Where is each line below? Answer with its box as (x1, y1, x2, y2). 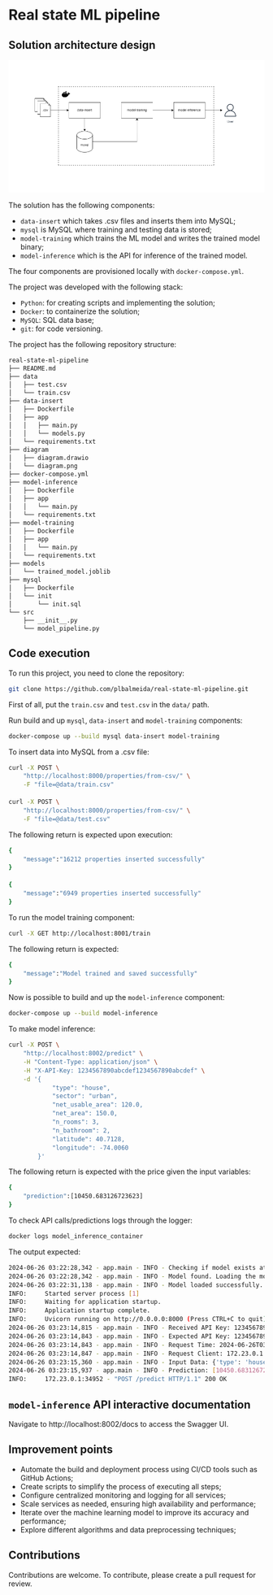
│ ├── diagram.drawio (8, 454, 89, 462)
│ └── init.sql (8, 600, 82, 608)
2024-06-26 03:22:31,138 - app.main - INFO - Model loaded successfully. (8, 1280, 264, 1289)
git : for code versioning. (19, 324, 103, 333)
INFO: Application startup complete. (8, 1306, 151, 1315)
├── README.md (8, 364, 57, 372)
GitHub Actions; (19, 1473, 74, 1483)
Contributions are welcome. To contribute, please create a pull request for (8, 1570, 256, 1580)
